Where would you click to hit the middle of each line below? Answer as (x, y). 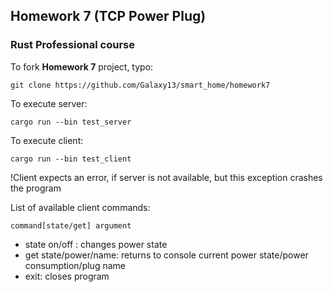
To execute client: (47, 140)
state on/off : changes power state (96, 244)
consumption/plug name (75, 265)
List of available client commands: (80, 207)
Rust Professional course (72, 45)
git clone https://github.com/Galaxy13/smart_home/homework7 (140, 85)
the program (36, 188)
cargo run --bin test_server (71, 122)
